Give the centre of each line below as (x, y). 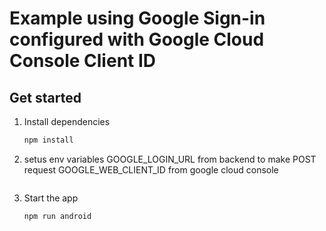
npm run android (57, 216)
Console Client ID (83, 61)
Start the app (51, 198)
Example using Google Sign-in (137, 18)
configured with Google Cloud (137, 39)
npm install (48, 140)
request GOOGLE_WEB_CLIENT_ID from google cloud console (151, 169)
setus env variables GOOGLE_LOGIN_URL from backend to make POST (170, 159)
